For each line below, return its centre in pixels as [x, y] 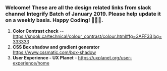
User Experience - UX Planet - [45, 58]
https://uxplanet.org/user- [105, 58]
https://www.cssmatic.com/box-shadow [54, 52]
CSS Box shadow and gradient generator [56, 47]
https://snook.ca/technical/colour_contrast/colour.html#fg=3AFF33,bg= [87, 36]
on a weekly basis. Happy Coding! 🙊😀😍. [54, 20]
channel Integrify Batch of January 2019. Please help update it [83, 14]
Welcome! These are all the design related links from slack [78, 8]
